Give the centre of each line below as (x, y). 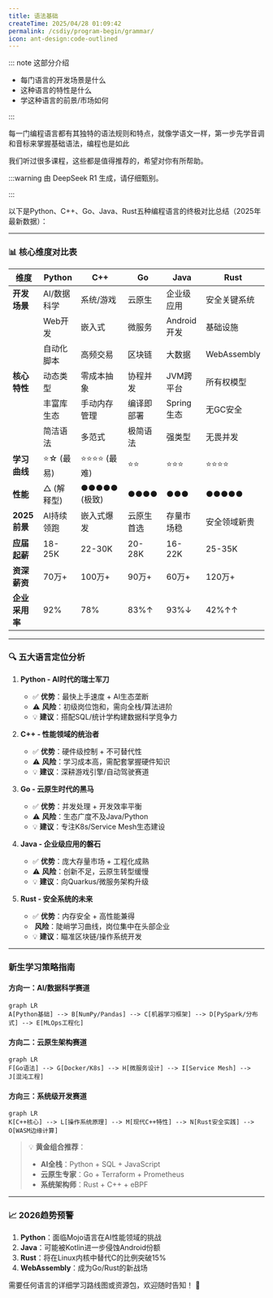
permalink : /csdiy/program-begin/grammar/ (81, 31)
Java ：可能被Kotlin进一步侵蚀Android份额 (90, 1247)
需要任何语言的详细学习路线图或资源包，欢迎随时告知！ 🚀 (104, 1285)
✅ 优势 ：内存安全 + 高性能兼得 (84, 916)
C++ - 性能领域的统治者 (60, 734)
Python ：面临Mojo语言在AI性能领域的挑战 (91, 1237)
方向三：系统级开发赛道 (48, 1095)
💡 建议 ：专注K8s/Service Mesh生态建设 (99, 826)
